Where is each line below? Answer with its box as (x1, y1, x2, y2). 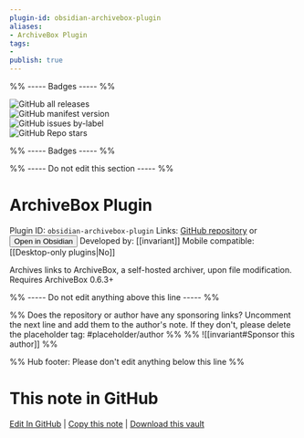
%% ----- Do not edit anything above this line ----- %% (9, 291, 220, 302)
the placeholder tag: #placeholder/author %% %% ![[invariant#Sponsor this (9, 328, 295, 339)
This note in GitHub (9, 389, 159, 409)
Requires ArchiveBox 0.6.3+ (9, 274, 114, 285)
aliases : (9, 22, 43, 31)
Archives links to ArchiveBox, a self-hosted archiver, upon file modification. (9, 264, 292, 275)
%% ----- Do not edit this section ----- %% (9, 163, 174, 173)
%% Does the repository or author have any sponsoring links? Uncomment (9, 309, 291, 320)
